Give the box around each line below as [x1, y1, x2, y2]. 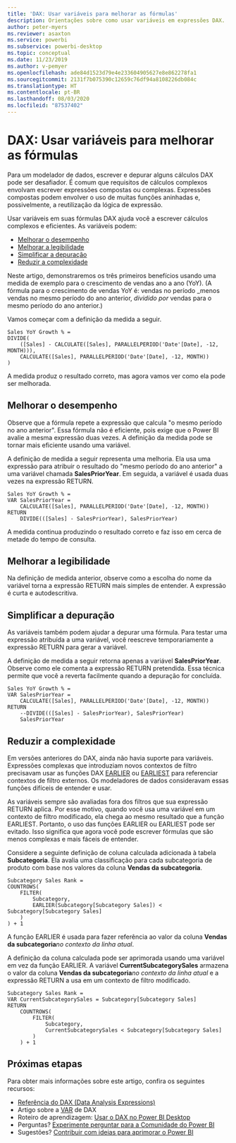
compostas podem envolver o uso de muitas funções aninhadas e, [7, 193, 201, 201]
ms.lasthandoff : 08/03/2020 [7, 96, 90, 103]
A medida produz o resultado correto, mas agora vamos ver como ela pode [7, 371, 225, 380]
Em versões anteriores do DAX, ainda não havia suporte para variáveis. [7, 754, 213, 763]
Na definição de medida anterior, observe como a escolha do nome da [7, 574, 212, 582]
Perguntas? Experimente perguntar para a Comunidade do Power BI [17, 1120, 215, 1129]
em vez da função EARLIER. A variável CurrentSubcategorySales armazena [7, 961, 229, 970]
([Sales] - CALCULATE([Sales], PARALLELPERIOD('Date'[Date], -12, [20, 341, 219, 348]
